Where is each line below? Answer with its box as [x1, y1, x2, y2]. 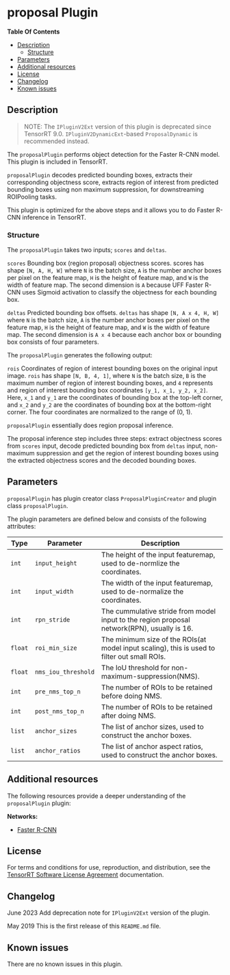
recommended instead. [23, 137, 90, 145]
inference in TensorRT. [22, 213, 87, 221]
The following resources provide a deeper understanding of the [7, 792, 186, 800]
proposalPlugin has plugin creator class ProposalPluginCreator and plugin [7, 494, 217, 503]
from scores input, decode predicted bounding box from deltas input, [7, 442, 203, 450]
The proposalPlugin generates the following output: [7, 351, 153, 359]
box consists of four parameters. [7, 338, 99, 346]
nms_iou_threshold [34, 668, 95, 676]
